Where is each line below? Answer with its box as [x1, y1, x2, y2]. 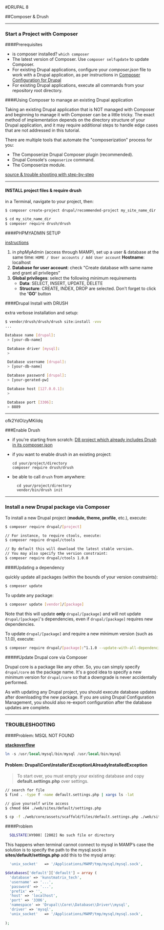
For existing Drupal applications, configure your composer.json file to [12, 67, 151, 73]
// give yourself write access [5, 801, 69, 806]
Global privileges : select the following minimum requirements [12, 275, 137, 281]
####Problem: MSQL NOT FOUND [5, 732, 75, 738]
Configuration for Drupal [12, 77, 61, 83]
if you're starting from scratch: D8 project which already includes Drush [12, 437, 157, 443]
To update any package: [5, 592, 54, 598]
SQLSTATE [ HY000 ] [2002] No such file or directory [9, 833, 115, 838]
